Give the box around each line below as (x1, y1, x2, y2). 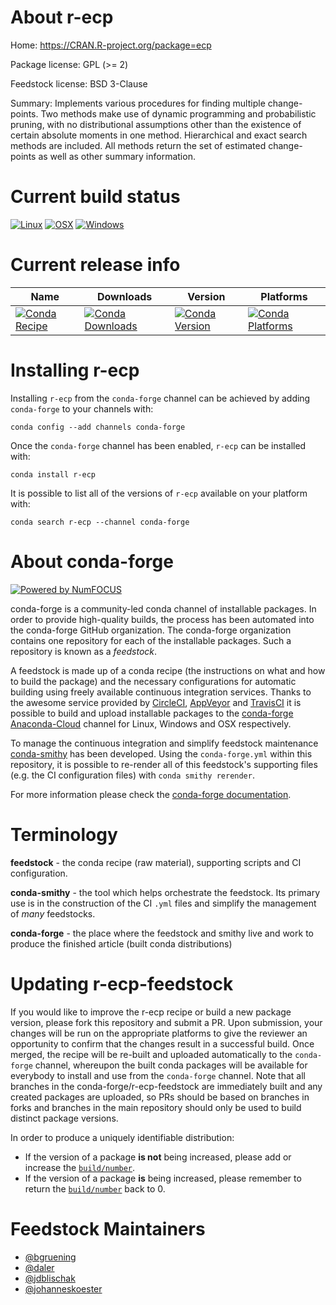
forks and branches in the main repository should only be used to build (10, 1101, 302, 1113)
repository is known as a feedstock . (10, 645, 158, 657)
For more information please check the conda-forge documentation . (10, 788, 292, 800)
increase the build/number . (24, 1161, 136, 1173)
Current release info (10, 254, 181, 276)
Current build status (10, 186, 181, 208)
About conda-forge (10, 550, 174, 573)
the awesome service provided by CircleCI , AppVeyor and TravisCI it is (10, 696, 302, 708)
